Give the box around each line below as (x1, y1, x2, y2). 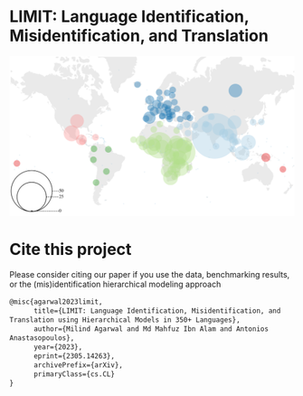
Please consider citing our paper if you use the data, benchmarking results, (9, 269, 290, 279)
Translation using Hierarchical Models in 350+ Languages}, (9, 315, 241, 325)
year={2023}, (33, 342, 83, 352)
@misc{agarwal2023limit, (9, 297, 103, 306)
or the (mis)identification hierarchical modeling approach (9, 278, 222, 289)
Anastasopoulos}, (9, 333, 75, 343)
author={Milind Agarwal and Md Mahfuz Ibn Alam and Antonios (33, 324, 270, 334)
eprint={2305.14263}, (33, 351, 116, 361)
